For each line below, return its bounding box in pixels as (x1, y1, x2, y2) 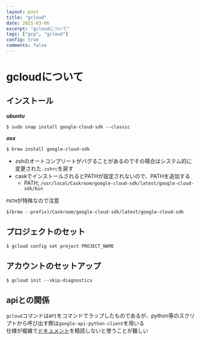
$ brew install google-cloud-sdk (6, 146, 90, 152)
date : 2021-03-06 (6, 20, 50, 26)
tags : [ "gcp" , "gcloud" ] (6, 31, 68, 37)
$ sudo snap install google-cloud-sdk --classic (6, 124, 130, 130)
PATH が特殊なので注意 (6, 197, 59, 204)
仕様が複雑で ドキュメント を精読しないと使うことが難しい (6, 327, 148, 335)
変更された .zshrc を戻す (14, 165, 74, 172)
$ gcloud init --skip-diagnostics (6, 277, 93, 283)
